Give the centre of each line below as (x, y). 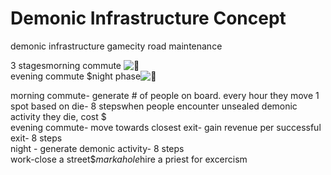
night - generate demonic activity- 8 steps (97, 148)
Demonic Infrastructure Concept (148, 18)
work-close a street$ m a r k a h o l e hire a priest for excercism (129, 159)
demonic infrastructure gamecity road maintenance (116, 46)
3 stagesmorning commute (66, 65)
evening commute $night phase (76, 76)
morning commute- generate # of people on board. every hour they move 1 (165, 95)
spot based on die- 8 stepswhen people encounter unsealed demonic (154, 106)
